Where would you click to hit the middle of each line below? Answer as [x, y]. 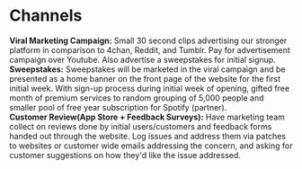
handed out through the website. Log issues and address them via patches [147, 136]
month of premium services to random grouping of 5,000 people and [137, 98]
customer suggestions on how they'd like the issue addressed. [125, 155]
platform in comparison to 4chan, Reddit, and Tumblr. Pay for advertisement [150, 49]
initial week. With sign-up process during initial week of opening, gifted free [150, 88]
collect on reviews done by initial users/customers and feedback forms [141, 126]
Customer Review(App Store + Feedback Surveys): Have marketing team [147, 117]
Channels [46, 16]
